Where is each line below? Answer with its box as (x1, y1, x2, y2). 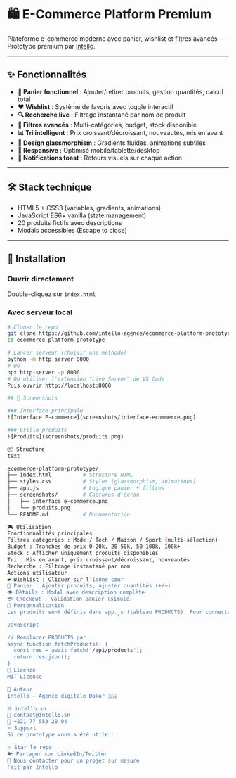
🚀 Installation (7, 253, 66, 264)
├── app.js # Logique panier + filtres (7, 485, 165, 492)
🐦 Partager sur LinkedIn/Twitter (7, 751, 107, 758)
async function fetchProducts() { (7, 640, 109, 648)
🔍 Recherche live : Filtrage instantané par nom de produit (17, 110, 186, 119)
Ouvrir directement (7, 274, 74, 283)
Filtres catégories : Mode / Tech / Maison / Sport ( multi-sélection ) (7, 537, 218, 544)
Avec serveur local (7, 307, 72, 317)
